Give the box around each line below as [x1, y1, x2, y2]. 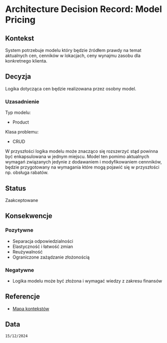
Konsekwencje [5, 211, 52, 220]
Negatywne [5, 266, 34, 273]
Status [5, 184, 26, 192]
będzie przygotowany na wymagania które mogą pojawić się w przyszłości [5, 164, 159, 170]
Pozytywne [5, 226, 33, 233]
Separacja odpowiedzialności [12, 238, 73, 244]
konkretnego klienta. [5, 58, 47, 63]
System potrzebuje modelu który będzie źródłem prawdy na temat [5, 47, 141, 53]
